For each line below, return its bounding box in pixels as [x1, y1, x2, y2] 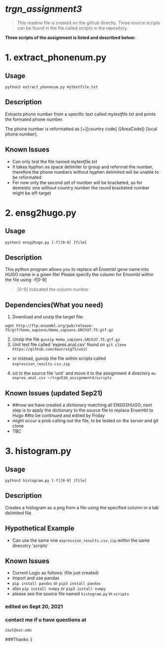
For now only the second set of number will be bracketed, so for [12, 179, 143, 186]
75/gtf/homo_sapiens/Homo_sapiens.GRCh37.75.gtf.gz [5, 328, 113, 333]
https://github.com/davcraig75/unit [12, 347, 88, 352]
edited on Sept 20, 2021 [5, 603, 63, 610]
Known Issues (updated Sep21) [5, 389, 102, 397]
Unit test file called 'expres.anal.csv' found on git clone [12, 342, 127, 347]
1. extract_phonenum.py [5, 52, 107, 63]
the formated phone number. [5, 116, 64, 122]
